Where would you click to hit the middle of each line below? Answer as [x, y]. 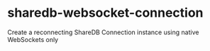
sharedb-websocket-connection [105, 13]
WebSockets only [33, 39]
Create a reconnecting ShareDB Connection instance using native [103, 32]
